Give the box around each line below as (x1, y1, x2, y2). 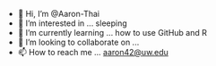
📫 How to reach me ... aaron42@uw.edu (17, 47, 168, 57)
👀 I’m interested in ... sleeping (17, 18, 127, 29)
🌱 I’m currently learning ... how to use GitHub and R (17, 28, 208, 37)
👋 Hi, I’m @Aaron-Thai (17, 9, 100, 19)
